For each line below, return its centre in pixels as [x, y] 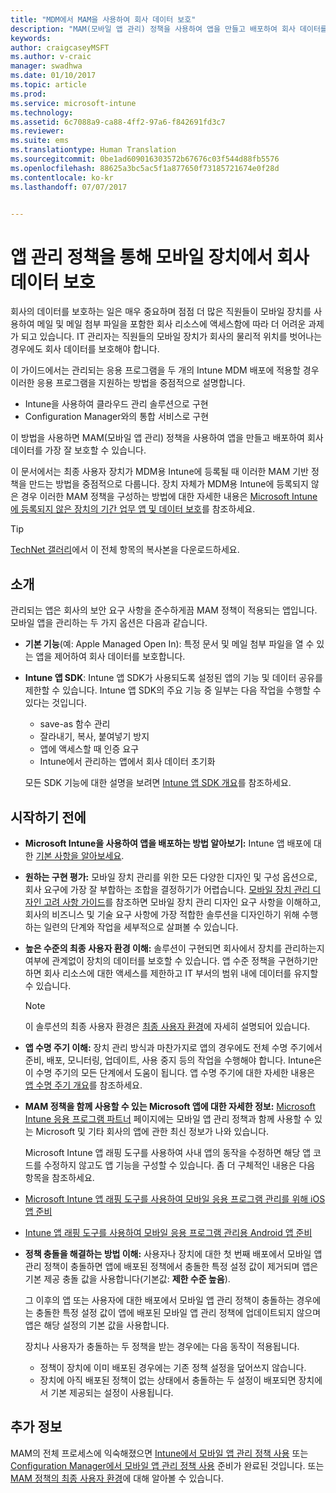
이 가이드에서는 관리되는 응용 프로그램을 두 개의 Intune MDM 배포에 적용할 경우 [165, 370]
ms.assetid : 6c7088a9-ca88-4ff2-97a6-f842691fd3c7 [118, 122]
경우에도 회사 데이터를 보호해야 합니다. [85, 349]
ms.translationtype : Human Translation [93, 150]
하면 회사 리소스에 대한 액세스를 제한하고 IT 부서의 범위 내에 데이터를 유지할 [171, 973]
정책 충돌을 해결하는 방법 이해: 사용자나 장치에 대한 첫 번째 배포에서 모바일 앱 [173, 1253]
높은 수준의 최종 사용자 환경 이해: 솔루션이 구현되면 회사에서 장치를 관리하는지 [174, 948]
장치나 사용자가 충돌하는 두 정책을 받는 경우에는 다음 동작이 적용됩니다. [162, 1346]
